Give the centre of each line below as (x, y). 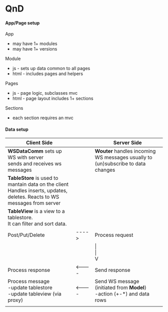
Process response (29, 270)
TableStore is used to (33, 178)
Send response (113, 270)
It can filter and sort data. (37, 223)
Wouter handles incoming (125, 151)
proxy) (15, 300)
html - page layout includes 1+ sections (53, 99)
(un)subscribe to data (120, 163)
